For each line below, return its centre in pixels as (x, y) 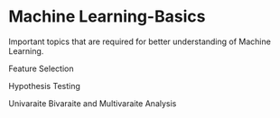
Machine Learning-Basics (107, 17)
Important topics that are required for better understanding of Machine (140, 41)
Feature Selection (41, 68)
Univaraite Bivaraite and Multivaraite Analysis (93, 103)
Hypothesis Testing (44, 86)
